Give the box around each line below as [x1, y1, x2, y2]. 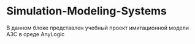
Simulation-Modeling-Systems [6, 4, 167, 18]
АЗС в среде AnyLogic [6, 30, 65, 37]
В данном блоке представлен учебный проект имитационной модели [6, 24, 189, 31]
